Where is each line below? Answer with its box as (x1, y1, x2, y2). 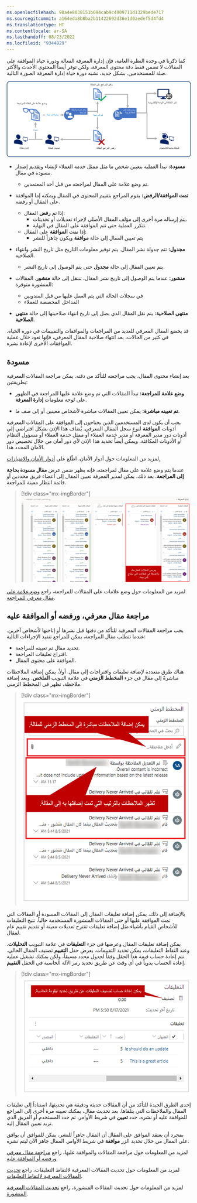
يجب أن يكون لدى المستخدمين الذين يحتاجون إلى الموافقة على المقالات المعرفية (6, 419, 181, 426)
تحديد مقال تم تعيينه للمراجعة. (15, 644, 80, 651)
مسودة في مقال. (15, 169, 52, 176)
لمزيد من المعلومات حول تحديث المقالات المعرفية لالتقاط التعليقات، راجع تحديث (6, 1166, 180, 1173)
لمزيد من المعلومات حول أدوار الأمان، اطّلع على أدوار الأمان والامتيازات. (6, 455, 161, 462)
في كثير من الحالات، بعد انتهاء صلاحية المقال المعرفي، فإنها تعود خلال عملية (6, 334, 169, 341)
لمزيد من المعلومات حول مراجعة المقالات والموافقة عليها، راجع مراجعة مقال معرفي (6, 1149, 188, 1156)
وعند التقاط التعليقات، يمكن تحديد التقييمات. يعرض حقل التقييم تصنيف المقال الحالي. (6, 946, 190, 954)
